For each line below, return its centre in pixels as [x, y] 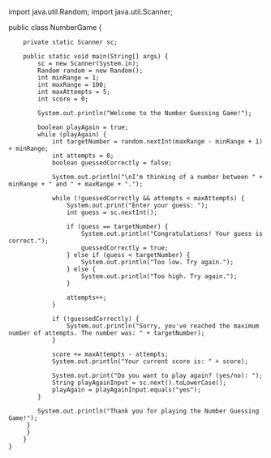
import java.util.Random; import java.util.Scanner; [90, 12]
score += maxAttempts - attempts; [110, 354]
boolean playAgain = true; [83, 127]
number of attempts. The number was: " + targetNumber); [107, 333]
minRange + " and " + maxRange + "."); [76, 184]
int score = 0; [63, 99]
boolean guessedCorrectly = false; [112, 163]
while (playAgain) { [72, 135]
